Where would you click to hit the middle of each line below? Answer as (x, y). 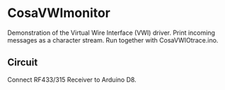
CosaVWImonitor (59, 13)
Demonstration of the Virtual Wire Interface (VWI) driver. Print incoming (111, 33)
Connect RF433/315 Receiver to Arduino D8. (72, 79)
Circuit (23, 63)
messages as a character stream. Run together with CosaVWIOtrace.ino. (113, 40)
